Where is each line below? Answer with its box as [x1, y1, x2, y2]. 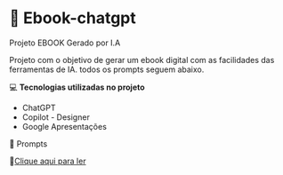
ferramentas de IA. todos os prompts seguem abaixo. [9, 64, 205, 75]
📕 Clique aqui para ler [9, 155, 86, 166]
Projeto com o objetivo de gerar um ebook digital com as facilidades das [9, 54, 275, 65]
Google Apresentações [21, 121, 107, 131]
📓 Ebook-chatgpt [9, 8, 136, 28]
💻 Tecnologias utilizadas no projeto [9, 82, 145, 92]
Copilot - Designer [21, 111, 91, 123]
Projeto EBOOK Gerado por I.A [9, 37, 121, 48]
